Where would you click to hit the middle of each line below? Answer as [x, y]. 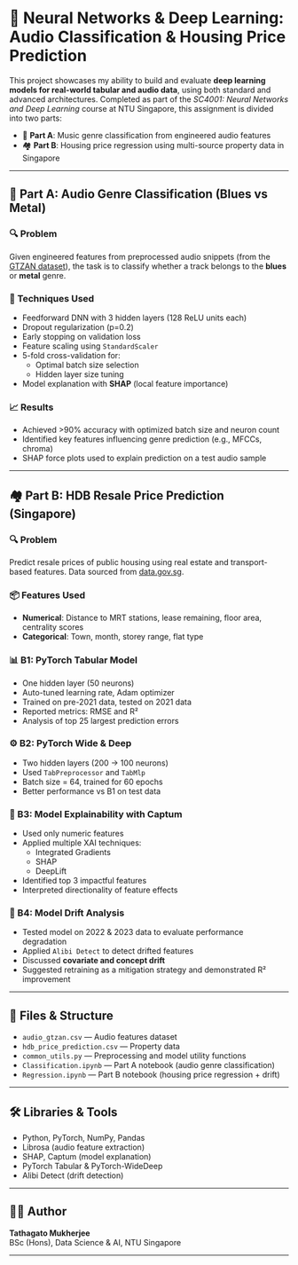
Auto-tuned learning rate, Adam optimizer [98, 692]
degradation [44, 942]
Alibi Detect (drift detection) [73, 1175]
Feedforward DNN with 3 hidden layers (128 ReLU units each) [134, 318]
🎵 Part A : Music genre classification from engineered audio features [146, 135]
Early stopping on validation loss [82, 336]
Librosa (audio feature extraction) [83, 1147]
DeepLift [51, 871]
